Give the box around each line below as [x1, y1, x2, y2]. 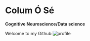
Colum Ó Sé [5, 5, 54, 16]
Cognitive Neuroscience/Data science [5, 21, 86, 27]
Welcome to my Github [5, 30, 52, 36]
